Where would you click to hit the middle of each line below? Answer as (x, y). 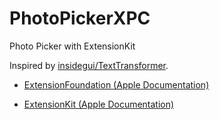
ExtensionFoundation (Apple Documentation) (116, 84)
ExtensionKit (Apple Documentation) (99, 104)
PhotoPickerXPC (80, 18)
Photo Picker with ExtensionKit (72, 46)
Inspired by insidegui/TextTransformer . (89, 65)
